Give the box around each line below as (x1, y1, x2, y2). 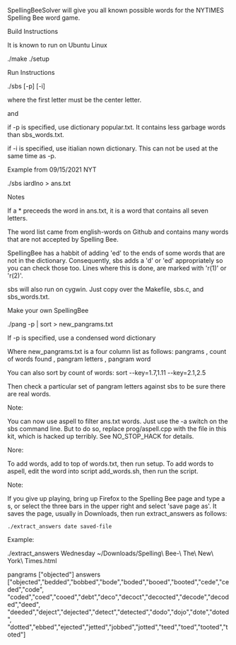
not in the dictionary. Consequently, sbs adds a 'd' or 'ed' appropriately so (7, 256, 223, 264)
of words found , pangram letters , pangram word (7, 355, 151, 363)
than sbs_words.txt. (7, 131, 65, 138)
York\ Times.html (7, 557, 57, 564)
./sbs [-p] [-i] (7, 82, 46, 90)
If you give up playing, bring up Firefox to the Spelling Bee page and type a (7, 495, 225, 502)
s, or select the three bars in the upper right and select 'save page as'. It (7, 502, 217, 510)
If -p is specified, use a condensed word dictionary (7, 333, 156, 342)
